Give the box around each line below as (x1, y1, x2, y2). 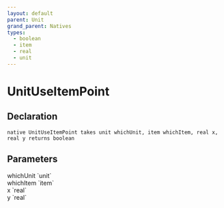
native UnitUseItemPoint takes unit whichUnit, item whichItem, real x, (7, 129, 219, 136)
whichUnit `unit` (7, 171, 52, 179)
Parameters (7, 153, 58, 165)
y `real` (7, 193, 27, 201)
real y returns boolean (7, 134, 75, 142)
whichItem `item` (7, 179, 55, 187)
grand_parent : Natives (7, 23, 72, 29)
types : (7, 29, 26, 36)
